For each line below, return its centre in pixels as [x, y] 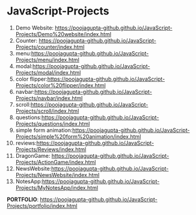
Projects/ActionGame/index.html [56, 162]
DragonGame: [33, 155]
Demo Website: [34, 28]
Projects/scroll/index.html [47, 111]
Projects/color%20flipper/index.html [60, 85]
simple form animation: [44, 130]
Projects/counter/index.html [50, 47]
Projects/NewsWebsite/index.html [57, 175]
